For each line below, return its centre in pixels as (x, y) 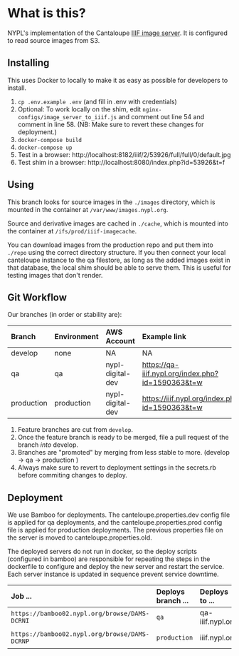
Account (120, 341)
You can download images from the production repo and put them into (110, 245)
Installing (28, 63)
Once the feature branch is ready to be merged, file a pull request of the (123, 438)
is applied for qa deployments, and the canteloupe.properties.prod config (115, 523)
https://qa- (161, 365)
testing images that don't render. (55, 275)
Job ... (21, 596)
